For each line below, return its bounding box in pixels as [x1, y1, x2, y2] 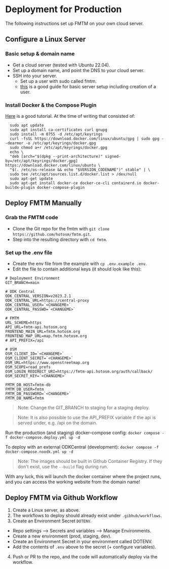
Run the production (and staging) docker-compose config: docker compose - [5, 429, 164, 436]
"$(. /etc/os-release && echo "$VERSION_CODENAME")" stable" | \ [10, 167, 151, 172]
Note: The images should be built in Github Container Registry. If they [17, 458, 163, 464]
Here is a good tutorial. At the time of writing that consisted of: [5, 113, 136, 119]
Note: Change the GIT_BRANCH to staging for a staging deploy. [17, 405, 150, 411]
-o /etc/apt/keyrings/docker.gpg [25, 141, 96, 146]
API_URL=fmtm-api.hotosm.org [5, 324, 67, 329]
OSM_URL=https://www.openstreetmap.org [5, 360, 90, 365]
